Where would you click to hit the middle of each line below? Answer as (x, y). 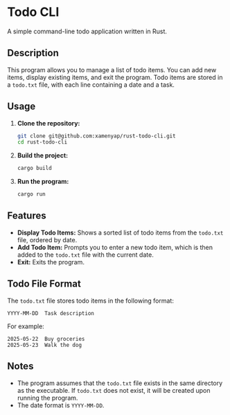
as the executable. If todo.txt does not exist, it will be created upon (114, 390)
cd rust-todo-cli (42, 142)
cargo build (34, 168)
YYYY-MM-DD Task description (51, 313)
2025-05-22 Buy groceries (46, 339)
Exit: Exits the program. (51, 262)
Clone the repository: (48, 123)
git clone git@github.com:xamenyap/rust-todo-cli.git (96, 136)
